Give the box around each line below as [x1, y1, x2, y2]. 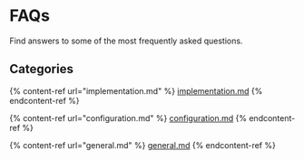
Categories [9, 61, 74, 77]
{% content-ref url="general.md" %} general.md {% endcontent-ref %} [9, 139, 277, 150]
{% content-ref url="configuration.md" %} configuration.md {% [9, 112, 248, 123]
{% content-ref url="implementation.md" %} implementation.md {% [9, 85, 263, 96]
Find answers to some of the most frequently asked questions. [9, 35, 243, 46]
